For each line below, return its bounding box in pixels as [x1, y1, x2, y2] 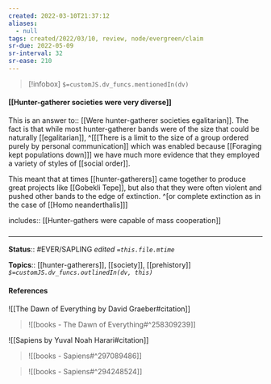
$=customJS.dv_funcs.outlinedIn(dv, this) [8, 268, 153, 277]
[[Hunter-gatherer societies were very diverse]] [8, 98, 172, 108]
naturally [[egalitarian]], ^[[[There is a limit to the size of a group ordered [8, 133, 249, 142]
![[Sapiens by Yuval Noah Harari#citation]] [8, 335, 149, 344]
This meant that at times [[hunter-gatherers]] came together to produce [8, 175, 246, 184]
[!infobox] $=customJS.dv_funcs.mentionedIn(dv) [27, 78, 190, 89]
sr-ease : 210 [8, 57, 52, 65]
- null [15, 27, 38, 35]
